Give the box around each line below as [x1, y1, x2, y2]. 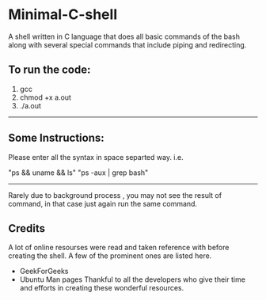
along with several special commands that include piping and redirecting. [8, 40, 247, 49]
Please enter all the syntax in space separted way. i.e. [8, 152, 184, 161]
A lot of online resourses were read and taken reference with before [8, 243, 230, 253]
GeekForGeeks [19, 267, 69, 276]
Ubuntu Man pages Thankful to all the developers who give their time [19, 275, 245, 284]
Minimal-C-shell [8, 6, 117, 24]
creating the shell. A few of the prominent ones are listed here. [8, 251, 212, 260]
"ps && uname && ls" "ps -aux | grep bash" [8, 168, 149, 177]
